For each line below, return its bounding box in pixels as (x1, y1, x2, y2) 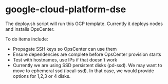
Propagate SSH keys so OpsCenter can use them (12, 46, 117, 52)
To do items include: (5, 36, 48, 42)
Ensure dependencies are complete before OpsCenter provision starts (12, 51, 162, 57)
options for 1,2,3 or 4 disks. (12, 73, 71, 79)
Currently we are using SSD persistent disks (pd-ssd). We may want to (12, 62, 163, 68)
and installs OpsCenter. (5, 26, 55, 32)
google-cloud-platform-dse (5, 4, 126, 15)
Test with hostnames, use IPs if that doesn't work (12, 56, 117, 62)
